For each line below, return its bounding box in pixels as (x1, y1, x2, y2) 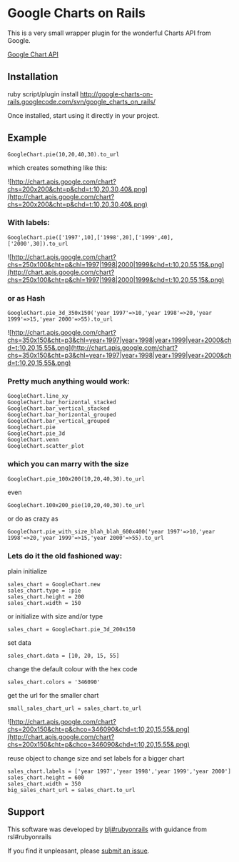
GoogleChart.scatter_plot (7, 443, 84, 450)
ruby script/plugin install (7, 89, 78, 98)
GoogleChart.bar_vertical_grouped (7, 418, 111, 425)
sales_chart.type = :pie (7, 587, 81, 594)
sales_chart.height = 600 (7, 774, 84, 781)
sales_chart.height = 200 (7, 593, 84, 601)
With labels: (7, 218, 50, 228)
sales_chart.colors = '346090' (7, 678, 101, 686)
